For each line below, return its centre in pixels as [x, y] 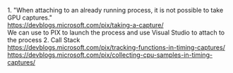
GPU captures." [30, 18]
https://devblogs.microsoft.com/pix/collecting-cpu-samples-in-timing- [110, 55]
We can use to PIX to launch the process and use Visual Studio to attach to [116, 32]
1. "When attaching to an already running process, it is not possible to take [115, 10]
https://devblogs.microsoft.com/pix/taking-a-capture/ [85, 25]
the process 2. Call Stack [44, 40]
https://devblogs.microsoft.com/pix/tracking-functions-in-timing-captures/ [116, 47]
